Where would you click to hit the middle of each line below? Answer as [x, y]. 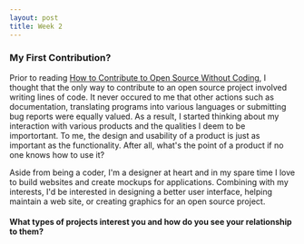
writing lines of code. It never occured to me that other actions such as [142, 97]
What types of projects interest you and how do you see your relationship [151, 222]
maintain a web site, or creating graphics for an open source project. [137, 201]
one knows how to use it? [57, 154]
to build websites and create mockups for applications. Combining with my [149, 181]
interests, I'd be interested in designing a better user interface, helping [141, 191]
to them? [26, 231]
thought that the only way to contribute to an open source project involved [148, 87]
